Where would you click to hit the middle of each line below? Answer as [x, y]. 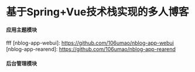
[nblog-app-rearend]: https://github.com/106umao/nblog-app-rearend [91, 49]
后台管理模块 [21, 63]
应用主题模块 [21, 29]
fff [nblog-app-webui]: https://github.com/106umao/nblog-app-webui [90, 43]
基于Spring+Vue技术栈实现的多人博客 [97, 12]
